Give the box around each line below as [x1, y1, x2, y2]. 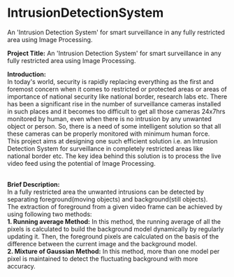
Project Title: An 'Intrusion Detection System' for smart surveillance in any [7, 49, 221, 57]
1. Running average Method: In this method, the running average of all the [7, 217, 221, 225]
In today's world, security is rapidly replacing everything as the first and [7, 77, 214, 85]
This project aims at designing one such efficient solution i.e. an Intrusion [7, 136, 218, 145]
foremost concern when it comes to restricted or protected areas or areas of [7, 85, 227, 93]
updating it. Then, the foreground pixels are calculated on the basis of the [7, 232, 219, 241]
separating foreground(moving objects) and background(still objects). [7, 194, 208, 204]
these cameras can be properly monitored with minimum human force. [7, 129, 210, 138]
